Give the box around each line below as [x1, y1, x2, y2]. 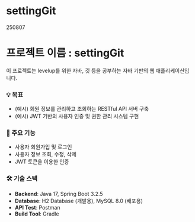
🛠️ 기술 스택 [6, 175, 38, 183]
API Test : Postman [14, 204, 60, 211]
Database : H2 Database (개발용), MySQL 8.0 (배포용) [14, 197, 143, 204]
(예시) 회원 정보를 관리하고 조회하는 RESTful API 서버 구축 [14, 105, 149, 112]
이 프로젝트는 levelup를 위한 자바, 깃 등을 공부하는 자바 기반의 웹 [6, 67, 155, 74]
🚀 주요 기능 [6, 129, 36, 137]
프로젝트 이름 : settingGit [6, 46, 124, 60]
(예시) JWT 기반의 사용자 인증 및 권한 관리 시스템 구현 [14, 112, 139, 120]
